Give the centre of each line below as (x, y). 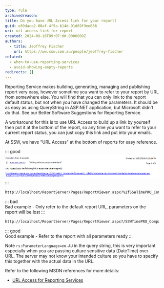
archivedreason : (21, 15)
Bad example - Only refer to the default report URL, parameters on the (76, 207)
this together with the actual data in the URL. (50, 261)
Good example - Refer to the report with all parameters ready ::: (69, 236)
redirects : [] (20, 72)
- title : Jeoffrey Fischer (37, 46)
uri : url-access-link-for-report (39, 31)
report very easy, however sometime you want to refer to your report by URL (82, 92)
